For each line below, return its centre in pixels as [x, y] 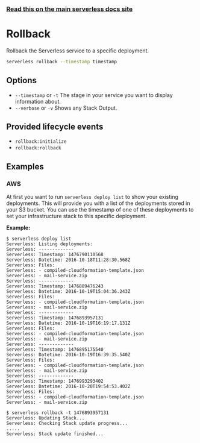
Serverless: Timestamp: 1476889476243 [55, 286]
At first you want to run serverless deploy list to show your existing [92, 197]
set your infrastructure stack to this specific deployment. [77, 216]
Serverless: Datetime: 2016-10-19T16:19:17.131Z [68, 323]
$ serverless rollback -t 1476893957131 [58, 413]
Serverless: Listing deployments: [50, 244]
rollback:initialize [41, 142]
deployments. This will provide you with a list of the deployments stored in [98, 203]
